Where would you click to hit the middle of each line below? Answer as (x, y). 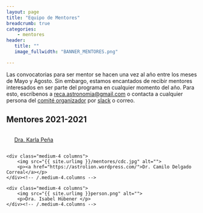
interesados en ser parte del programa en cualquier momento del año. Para (100, 87)
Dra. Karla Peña (34, 139)
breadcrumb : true (28, 23)
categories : (21, 29)
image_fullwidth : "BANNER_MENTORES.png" (66, 52)
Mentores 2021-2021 (46, 120)
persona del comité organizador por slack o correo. (71, 100)
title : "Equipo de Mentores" (43, 18)
